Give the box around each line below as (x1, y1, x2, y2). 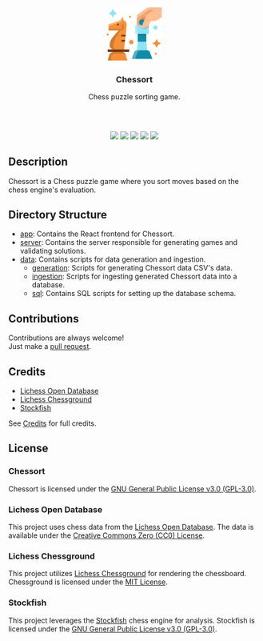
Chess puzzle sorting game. (87, 92, 181, 102)
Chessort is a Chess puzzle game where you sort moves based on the (8, 176, 240, 186)
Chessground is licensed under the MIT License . (8, 577, 168, 587)
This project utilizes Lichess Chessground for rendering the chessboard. (8, 569, 247, 579)
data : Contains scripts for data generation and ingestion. (19, 254, 206, 264)
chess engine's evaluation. (8, 185, 97, 194)
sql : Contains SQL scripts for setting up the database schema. (31, 289, 237, 298)
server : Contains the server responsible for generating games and (19, 238, 238, 247)
